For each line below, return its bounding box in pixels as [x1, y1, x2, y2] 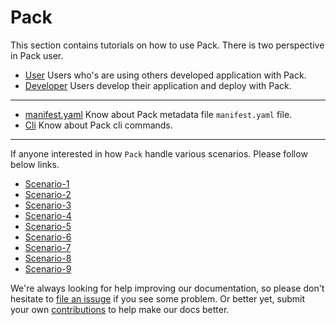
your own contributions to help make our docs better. [10, 303, 230, 315]
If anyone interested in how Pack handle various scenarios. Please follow [10, 147, 308, 160]
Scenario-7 [24, 241, 72, 253]
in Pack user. [10, 49, 64, 61]
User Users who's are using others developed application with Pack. [24, 69, 307, 81]
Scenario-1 [24, 177, 70, 190]
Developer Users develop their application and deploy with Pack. [24, 79, 292, 91]
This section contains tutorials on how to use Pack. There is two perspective [10, 39, 325, 51]
